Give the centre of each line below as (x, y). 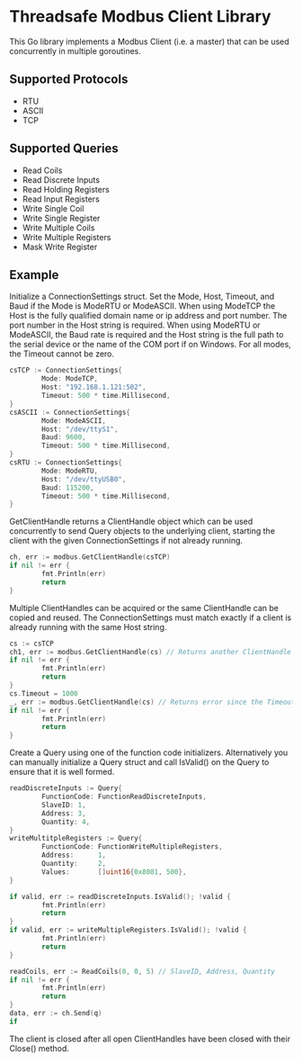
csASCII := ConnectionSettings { (70, 412)
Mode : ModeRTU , (70, 471)
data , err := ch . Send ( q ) (56, 1013)
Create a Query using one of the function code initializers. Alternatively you (149, 752)
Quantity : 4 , (66, 822)
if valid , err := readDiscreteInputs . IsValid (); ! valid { (120, 896)
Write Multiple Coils (58, 228)
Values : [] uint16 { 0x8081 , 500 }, (114, 872)
